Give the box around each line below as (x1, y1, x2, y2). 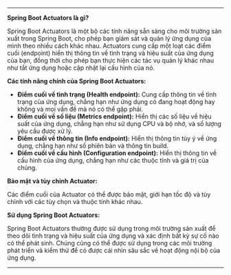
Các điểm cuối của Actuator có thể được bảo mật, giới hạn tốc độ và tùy (7, 190, 211, 198)
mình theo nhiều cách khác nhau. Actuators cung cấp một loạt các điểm (7, 42, 212, 50)
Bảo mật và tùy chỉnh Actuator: (7, 177, 98, 185)
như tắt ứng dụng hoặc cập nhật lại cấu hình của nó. (7, 63, 155, 72)
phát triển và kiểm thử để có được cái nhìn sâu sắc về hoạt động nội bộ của (7, 246, 221, 254)
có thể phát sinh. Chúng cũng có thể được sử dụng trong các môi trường (7, 239, 212, 247)
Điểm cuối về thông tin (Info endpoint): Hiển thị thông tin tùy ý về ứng (16, 134, 217, 142)
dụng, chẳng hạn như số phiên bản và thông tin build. (16, 142, 169, 150)
